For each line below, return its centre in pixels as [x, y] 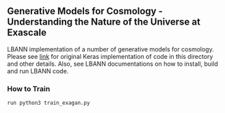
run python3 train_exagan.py [49, 103]
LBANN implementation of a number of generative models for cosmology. [110, 49]
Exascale [27, 33]
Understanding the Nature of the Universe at [104, 22]
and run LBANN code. [38, 71]
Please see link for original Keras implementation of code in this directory [110, 56]
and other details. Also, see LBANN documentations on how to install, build [113, 64]
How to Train [29, 88]
